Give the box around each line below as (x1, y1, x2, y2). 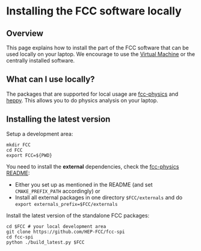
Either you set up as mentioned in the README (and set (14, 181, 153, 188)
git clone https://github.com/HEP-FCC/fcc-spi (6, 229, 125, 235)
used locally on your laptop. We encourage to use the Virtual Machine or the (6, 51, 196, 58)
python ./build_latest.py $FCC (6, 239, 85, 245)
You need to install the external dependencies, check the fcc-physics (6, 163, 179, 170)
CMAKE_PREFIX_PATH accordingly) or (14, 187, 100, 194)
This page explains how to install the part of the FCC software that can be (6, 44, 190, 51)
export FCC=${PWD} (6, 152, 52, 158)
